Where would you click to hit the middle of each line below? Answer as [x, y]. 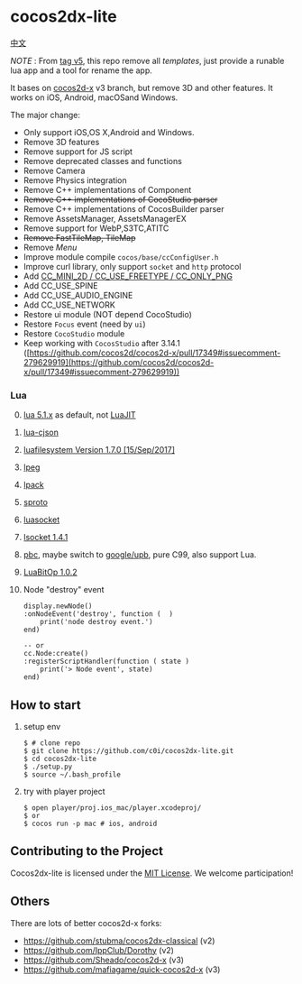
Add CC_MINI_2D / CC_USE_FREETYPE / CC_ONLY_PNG [128, 276]
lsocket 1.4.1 [46, 538]
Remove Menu [50, 247]
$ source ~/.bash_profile [72, 775]
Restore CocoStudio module [74, 333]
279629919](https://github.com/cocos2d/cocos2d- [119, 362]
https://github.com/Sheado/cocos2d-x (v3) [103, 960]
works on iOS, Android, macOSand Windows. [94, 97]
